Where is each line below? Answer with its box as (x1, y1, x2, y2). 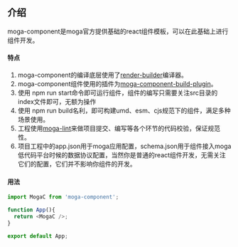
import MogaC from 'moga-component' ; (7, 194, 119, 201)
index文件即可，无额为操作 (17, 98, 97, 106)
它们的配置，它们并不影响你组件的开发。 (17, 159, 136, 169)
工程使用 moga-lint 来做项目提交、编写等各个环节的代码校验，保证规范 (17, 124, 220, 133)
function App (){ (7, 206, 55, 214)
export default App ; (7, 232, 69, 240)
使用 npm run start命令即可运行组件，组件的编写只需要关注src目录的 (17, 88, 218, 98)
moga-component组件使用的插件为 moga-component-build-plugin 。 (17, 80, 218, 88)
